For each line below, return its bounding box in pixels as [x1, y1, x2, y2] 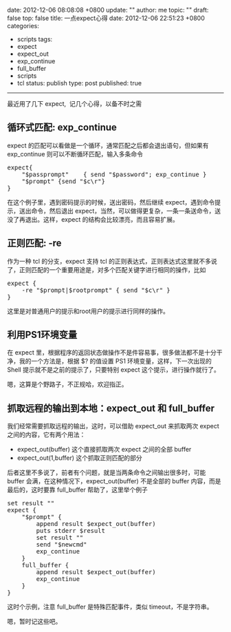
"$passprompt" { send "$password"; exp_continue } [21, 170, 207, 178]
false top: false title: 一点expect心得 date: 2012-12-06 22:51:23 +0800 [7, 14, 205, 22]
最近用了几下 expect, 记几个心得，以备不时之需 [7, 100, 142, 107]
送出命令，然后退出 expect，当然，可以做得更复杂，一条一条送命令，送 [19, 207, 221, 215]
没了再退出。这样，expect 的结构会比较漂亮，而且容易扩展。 [7, 215, 179, 223]
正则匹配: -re [7, 238, 62, 249]
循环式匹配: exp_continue [7, 122, 117, 134]
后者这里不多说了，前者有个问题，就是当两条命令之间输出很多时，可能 [7, 468, 206, 477]
